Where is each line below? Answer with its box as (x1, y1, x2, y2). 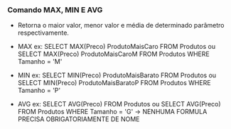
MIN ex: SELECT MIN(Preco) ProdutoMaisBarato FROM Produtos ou (17, 71, 217, 79)
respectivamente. (17, 28, 70, 37)
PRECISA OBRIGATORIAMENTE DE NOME (17, 115, 140, 123)
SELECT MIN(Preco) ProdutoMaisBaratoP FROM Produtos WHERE (17, 79, 211, 87)
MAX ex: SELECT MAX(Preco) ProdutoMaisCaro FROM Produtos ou (17, 43, 215, 51)
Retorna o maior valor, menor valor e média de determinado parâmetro (17, 21, 225, 30)
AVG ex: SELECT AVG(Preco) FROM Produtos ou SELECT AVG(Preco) (17, 100, 222, 108)
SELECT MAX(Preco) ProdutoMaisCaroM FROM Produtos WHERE (17, 50, 210, 58)
